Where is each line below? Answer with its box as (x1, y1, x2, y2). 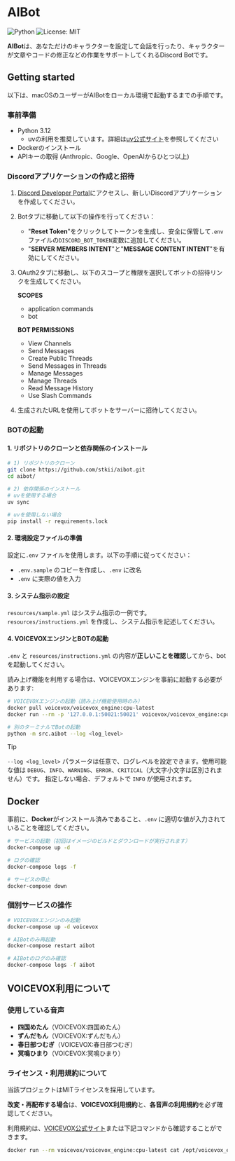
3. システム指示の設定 (7, 591, 70, 600)
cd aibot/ (7, 473, 36, 480)
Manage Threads (27, 376, 78, 385)
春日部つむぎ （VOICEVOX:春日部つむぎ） (17, 1040, 137, 1048)
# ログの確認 (7, 857, 40, 864)
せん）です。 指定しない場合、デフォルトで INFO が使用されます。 (7, 775, 196, 783)
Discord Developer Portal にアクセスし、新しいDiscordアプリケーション (17, 188, 222, 197)
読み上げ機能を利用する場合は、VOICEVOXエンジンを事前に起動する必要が (7, 675, 222, 684)
